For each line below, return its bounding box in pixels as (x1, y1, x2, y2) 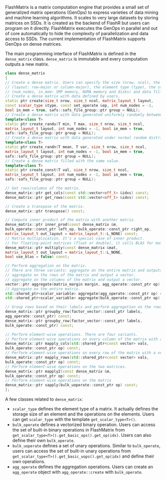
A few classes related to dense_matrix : (5, 396, 83, 402)
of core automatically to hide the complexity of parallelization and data (5, 31, 149, 36)
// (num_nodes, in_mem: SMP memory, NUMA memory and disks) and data (5, 89, 152, 94)
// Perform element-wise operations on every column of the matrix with (5, 337, 158, 342)
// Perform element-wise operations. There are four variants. (5, 332, 138, 337)
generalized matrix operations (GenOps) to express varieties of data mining (5, 9, 159, 15)
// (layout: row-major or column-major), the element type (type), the (5, 84, 156, 90)
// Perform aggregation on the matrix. (5, 263, 87, 268)
